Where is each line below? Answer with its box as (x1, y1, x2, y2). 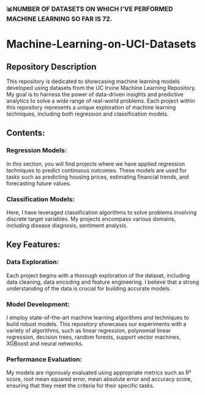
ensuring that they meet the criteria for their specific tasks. (6, 382, 155, 389)
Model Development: (6, 300, 70, 308)
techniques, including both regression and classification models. (6, 110, 169, 117)
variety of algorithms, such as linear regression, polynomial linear (6, 327, 171, 334)
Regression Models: (6, 146, 67, 155)
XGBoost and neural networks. (6, 339, 84, 347)
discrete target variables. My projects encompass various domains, (6, 215, 176, 223)
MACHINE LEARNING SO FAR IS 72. (6, 14, 113, 23)
